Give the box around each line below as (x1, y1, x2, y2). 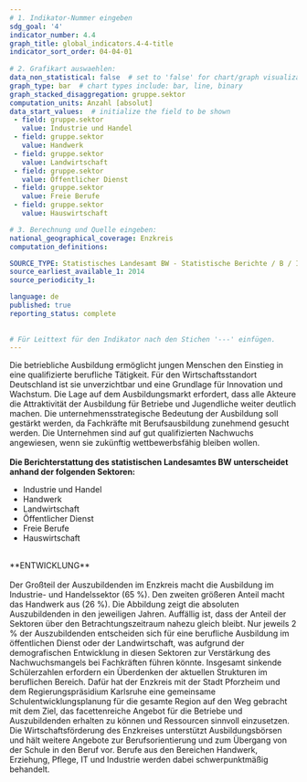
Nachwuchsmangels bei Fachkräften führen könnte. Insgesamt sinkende (9, 657, 282, 668)
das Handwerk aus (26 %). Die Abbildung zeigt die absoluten (9, 599, 239, 610)
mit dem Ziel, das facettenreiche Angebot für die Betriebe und (9, 705, 243, 717)
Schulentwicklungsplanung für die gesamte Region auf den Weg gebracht (9, 696, 288, 707)
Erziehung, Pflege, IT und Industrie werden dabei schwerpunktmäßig (9, 755, 269, 766)
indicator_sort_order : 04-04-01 (9, 48, 132, 57)
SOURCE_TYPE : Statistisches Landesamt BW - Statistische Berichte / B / (9, 259, 292, 268)
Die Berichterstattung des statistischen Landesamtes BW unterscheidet (9, 457, 289, 468)
